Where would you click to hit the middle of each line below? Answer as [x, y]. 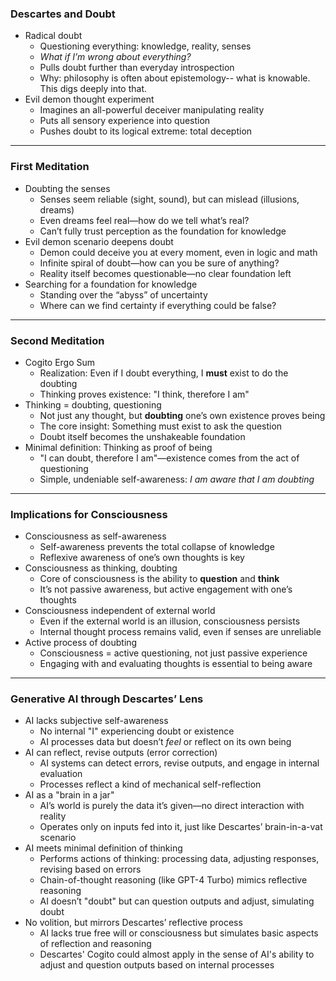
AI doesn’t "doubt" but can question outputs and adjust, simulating [177, 901]
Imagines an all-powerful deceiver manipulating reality [152, 110]
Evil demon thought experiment [89, 99]
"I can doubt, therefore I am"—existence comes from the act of [169, 458]
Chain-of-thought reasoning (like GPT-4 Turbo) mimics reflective [173, 880]
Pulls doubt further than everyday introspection [137, 68]
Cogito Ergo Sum [60, 362]
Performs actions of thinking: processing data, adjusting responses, [179, 859]
